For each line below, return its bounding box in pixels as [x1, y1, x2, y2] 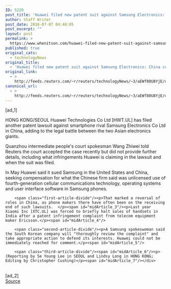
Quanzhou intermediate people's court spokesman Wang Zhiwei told [5, 143, 149, 149]
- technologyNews [10, 55, 47, 60]
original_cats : [5, 50, 38, 55]
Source [5, 278, 20, 284]
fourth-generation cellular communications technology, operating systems [5, 180, 161, 187]
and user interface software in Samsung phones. [5, 186, 108, 192]
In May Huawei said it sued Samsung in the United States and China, [5, 169, 149, 175]
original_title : [5, 60, 40, 65]
